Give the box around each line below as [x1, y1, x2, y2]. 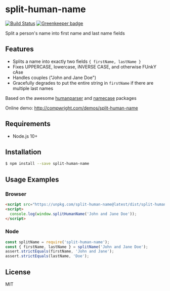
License [5, 268, 31, 276]
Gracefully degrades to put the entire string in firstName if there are [12, 80, 154, 86]
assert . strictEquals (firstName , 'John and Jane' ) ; [5, 249, 114, 254]
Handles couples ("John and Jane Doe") [12, 75, 97, 81]
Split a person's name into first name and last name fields [5, 30, 125, 36]
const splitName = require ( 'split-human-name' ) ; [5, 239, 110, 244]
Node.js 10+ [12, 133, 38, 139]
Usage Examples [5, 175, 59, 184]
